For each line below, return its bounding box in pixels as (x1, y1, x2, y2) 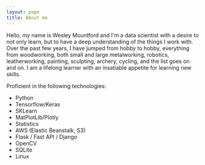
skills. (6, 70, 21, 78)
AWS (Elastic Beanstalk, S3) (15, 127, 86, 134)
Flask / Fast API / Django (15, 133, 78, 141)
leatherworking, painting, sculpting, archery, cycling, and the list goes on (6, 57, 190, 65)
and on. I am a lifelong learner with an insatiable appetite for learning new (6, 64, 192, 71)
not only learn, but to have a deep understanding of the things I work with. (6, 38, 193, 45)
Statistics (15, 120, 39, 127)
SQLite (15, 146, 32, 153)
